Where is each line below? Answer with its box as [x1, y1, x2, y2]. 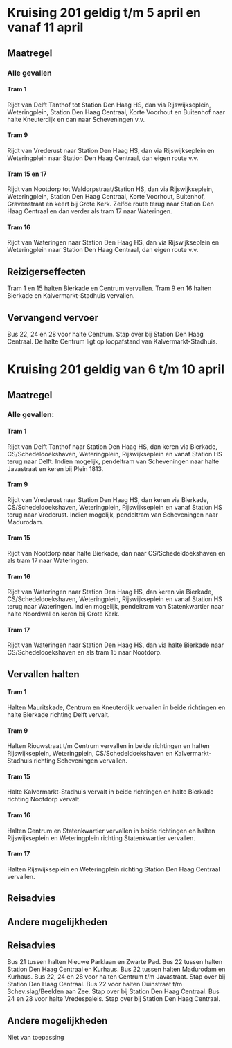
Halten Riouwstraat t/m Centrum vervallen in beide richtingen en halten [7, 742, 210, 750]
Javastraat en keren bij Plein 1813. [7, 464, 104, 472]
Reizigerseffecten [7, 265, 87, 278]
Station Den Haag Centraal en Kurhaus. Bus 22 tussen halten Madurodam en [7, 965, 226, 974]
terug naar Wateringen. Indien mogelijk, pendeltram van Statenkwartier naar [7, 603, 224, 611]
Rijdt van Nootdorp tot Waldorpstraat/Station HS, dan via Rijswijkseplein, [7, 185, 214, 193]
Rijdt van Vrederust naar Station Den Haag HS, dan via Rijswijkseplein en [7, 146, 215, 154]
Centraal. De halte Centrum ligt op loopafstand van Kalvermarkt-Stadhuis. [7, 337, 218, 346]
